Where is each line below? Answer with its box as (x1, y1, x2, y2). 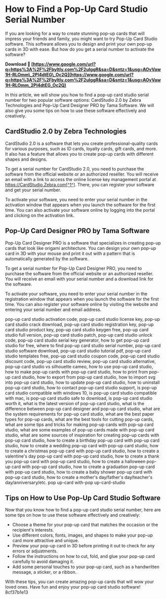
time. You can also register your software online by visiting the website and (5, 301, 158, 307)
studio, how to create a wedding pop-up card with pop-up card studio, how (5, 442, 159, 448)
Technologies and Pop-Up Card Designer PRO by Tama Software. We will (5, 102, 154, 108)
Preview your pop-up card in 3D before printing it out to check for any (12, 543, 155, 549)
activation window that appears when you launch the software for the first (5, 202, 156, 208)
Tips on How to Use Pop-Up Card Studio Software (5, 493, 161, 502)
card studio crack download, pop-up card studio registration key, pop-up (5, 321, 154, 327)
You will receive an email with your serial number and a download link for (5, 276, 154, 282)
